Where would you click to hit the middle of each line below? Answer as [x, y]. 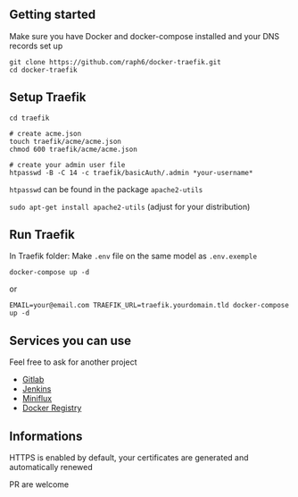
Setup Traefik [48, 97]
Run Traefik [42, 235]
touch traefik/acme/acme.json [66, 141]
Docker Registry [52, 408]
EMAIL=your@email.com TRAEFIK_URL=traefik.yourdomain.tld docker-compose [149, 306]
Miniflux [37, 399]
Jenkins [37, 389]
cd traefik [29, 118]
